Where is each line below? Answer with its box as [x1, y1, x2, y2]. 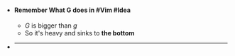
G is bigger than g [24, 21, 77, 30]
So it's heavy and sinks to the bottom [24, 29, 135, 38]
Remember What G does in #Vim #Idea [13, 6, 131, 14]
